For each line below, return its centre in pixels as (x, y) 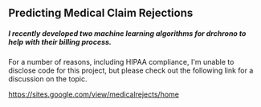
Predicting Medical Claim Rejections (101, 13)
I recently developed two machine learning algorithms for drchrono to (127, 33)
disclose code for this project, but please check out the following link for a (131, 70)
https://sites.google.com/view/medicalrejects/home (94, 94)
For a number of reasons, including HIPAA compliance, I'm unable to (121, 62)
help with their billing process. (60, 42)
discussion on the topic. (48, 79)
